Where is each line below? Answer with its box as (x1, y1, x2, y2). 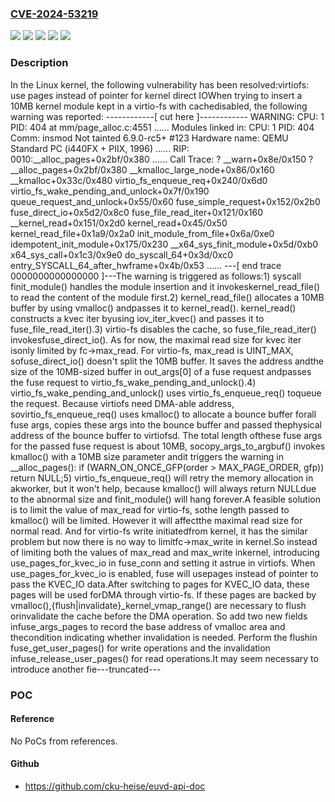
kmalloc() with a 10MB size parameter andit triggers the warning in (10, 450, 285, 462)
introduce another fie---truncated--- (10, 663, 162, 675)
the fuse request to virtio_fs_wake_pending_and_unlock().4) (10, 376, 257, 388)
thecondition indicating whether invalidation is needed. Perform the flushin (10, 631, 318, 643)
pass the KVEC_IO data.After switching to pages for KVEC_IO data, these (10, 578, 310, 590)
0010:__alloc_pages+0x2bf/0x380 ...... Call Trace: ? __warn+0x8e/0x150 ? (10, 153, 314, 165)
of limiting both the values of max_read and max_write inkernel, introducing (10, 546, 320, 558)
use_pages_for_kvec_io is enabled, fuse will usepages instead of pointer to (10, 567, 319, 579)
